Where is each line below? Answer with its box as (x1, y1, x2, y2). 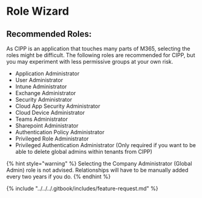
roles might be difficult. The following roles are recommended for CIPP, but (6, 51, 195, 59)
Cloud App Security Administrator (15, 102, 100, 110)
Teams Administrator (15, 115, 69, 123)
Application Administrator (15, 70, 80, 77)
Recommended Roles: (6, 29, 92, 39)
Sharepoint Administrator (15, 122, 79, 129)
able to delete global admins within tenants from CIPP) (15, 148, 153, 155)
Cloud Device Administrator (15, 109, 85, 116)
